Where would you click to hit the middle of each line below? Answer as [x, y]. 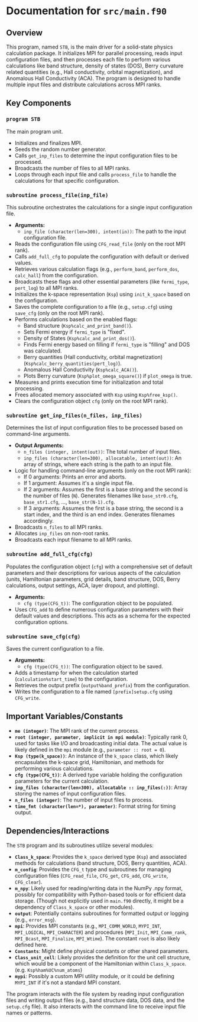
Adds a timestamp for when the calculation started [76, 672]
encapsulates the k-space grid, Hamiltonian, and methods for [89, 762]
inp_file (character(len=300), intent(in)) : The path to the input [105, 231]
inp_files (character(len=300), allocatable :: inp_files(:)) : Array [101, 787]
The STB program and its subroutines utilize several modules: [80, 845]
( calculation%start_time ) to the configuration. [71, 679]
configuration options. [42, 622]
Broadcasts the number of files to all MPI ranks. [72, 168]
